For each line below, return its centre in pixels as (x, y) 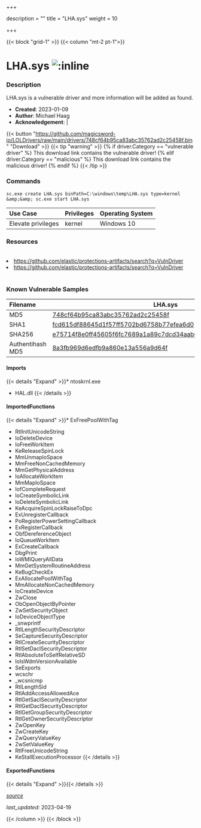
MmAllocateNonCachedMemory (54, 585)
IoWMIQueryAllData (39, 559)
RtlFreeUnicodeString (41, 751)
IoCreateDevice (34, 591)
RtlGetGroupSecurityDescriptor (53, 712)
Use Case (23, 213)
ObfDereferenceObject (43, 533)
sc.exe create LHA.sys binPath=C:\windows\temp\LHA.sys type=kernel (93, 194)
